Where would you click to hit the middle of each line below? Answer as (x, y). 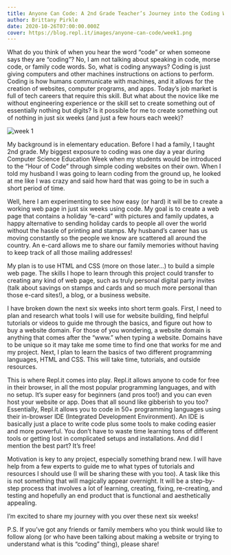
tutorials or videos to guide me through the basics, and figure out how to (110, 323)
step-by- (202, 481)
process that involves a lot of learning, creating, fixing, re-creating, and (122, 488)
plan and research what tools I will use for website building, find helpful (108, 316)
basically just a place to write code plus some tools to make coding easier (112, 424)
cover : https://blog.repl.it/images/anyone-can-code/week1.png (100, 33)
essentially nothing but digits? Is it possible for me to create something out (112, 111)
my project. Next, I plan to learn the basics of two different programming (110, 352)
